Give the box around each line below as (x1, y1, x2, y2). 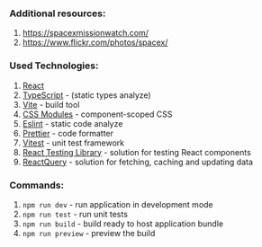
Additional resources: (9, 7, 106, 20)
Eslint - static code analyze (22, 118, 123, 128)
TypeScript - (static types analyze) (22, 89, 151, 101)
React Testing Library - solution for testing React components (22, 146, 252, 157)
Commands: (9, 179, 65, 191)
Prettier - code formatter (22, 128, 114, 138)
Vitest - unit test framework (22, 137, 124, 148)
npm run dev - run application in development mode (22, 198, 213, 209)
